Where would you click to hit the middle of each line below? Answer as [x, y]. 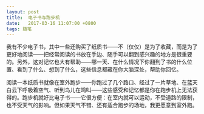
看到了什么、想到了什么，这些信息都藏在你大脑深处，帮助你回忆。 [99, 70]
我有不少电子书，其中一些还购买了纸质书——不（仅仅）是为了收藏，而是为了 [102, 47]
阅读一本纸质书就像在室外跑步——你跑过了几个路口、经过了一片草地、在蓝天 [102, 82]
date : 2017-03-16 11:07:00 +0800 [51, 23]
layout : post [23, 12]
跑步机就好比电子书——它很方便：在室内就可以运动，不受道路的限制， [110, 98]
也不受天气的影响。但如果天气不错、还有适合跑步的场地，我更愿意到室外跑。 [102, 105]
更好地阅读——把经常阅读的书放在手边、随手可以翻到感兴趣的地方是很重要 [99, 55]
